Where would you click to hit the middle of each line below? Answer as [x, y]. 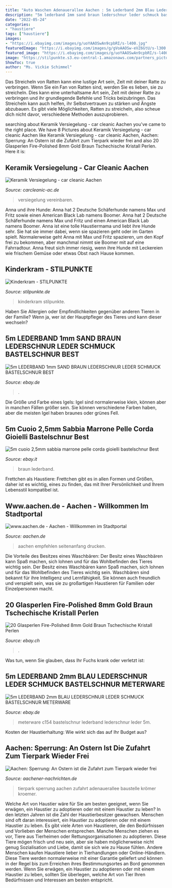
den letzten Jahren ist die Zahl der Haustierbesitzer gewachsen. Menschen [84, 814]
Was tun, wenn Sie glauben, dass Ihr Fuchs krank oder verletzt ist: [75, 660]
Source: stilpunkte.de [28, 291]
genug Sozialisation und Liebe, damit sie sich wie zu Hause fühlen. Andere [84, 847]
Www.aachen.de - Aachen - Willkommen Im [77, 506]
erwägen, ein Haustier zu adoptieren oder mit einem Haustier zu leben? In [83, 809]
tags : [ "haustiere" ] [27, 34]
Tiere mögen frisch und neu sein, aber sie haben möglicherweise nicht [80, 842]
